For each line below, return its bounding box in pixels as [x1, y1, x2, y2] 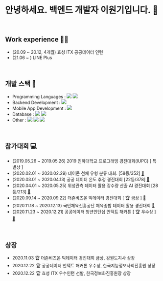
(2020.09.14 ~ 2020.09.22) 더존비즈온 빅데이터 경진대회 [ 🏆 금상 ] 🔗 [12, 195, 146, 201]
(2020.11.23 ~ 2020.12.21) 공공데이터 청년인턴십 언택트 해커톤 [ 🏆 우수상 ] [12, 209, 156, 215]
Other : [12, 117, 26, 123]
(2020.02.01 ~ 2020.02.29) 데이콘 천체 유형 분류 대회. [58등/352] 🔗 [12, 170, 144, 176]
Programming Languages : [12, 94, 66, 99]
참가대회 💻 [5, 142, 37, 150]
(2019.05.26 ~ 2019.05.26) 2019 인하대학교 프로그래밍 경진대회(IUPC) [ [12, 158, 152, 164]
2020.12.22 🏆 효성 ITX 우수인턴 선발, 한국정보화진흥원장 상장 [12, 270, 131, 276]
